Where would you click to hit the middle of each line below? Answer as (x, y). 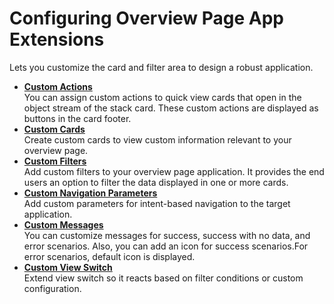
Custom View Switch (68, 267)
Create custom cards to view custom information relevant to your (157, 139)
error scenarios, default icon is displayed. (109, 256)
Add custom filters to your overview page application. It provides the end (174, 171)
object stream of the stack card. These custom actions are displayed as (171, 108)
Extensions (57, 39)
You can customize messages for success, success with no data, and (167, 235)
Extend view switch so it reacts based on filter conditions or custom (163, 278)
